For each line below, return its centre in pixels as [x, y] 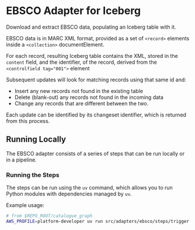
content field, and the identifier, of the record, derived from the [82, 62]
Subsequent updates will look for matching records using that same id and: [96, 80]
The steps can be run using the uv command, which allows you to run [90, 188]
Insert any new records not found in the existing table [79, 91]
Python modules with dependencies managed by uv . [69, 194]
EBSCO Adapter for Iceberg [74, 11]
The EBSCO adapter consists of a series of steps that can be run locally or [95, 153]
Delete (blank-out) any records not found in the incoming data [89, 97]
